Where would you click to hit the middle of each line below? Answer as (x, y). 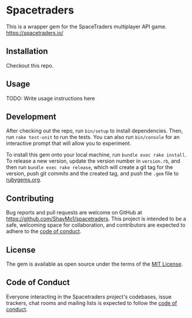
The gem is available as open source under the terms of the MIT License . (95, 264)
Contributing (30, 198)
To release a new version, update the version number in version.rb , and (93, 161)
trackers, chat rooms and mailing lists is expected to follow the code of (92, 303)
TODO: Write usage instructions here (50, 98)
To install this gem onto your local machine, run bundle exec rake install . (96, 155)
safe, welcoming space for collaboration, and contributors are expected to (96, 225)
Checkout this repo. (30, 65)
